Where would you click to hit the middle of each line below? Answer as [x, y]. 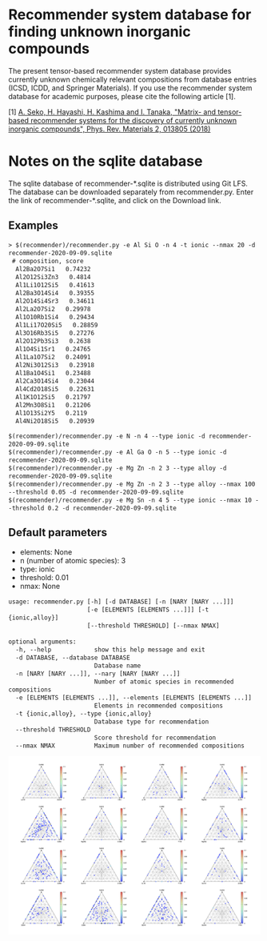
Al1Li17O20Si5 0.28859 [57, 325]
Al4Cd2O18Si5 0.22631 [55, 389]
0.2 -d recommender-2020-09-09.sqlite [112, 508]
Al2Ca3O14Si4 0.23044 [55, 381]
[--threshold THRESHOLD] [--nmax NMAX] [153, 626]
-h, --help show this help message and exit [110, 650]
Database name [118, 666]
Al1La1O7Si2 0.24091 [53, 357]
